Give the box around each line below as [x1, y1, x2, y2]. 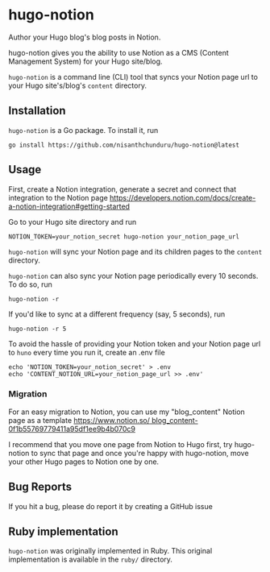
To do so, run [8, 280, 52, 289]
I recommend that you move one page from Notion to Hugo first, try [8, 439, 233, 449]
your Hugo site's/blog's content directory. [8, 81, 147, 90]
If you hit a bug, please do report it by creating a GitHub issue [8, 501, 214, 511]
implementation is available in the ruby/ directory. [8, 554, 173, 565]
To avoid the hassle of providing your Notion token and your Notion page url [8, 338, 261, 348]
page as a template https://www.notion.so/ [8, 415, 151, 425]
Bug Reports [8, 480, 73, 494]
